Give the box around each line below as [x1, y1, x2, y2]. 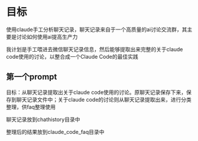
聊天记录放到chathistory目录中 [6, 116, 80, 123]
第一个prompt [6, 72, 57, 82]
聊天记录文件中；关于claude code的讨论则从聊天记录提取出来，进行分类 [16, 96, 192, 103]
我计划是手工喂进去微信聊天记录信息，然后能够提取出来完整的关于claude [6, 45, 183, 53]
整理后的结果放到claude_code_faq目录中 [6, 128, 105, 135]
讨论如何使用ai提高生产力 [16, 33, 78, 40]
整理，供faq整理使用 [6, 103, 56, 110]
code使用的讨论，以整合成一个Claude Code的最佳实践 [6, 53, 138, 60]
